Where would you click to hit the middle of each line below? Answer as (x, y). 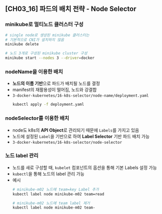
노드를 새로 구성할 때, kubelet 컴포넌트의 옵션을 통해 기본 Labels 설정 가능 (84, 167)
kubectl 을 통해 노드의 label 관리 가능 (48, 174)
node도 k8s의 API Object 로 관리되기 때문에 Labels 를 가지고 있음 (76, 130)
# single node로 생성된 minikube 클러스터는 (47, 35)
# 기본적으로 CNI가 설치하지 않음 (35, 40)
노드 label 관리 (22, 156)
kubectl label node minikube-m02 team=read (58, 194)
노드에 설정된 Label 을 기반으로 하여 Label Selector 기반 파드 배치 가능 (81, 136)
